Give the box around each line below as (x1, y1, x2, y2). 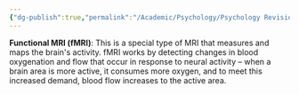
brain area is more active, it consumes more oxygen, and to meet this (9, 66, 263, 76)
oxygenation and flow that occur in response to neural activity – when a (9, 56, 271, 67)
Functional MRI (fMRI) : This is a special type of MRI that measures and (9, 37, 270, 48)
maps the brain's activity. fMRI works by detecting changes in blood (9, 46, 259, 58)
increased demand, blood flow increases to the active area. (9, 74, 227, 85)
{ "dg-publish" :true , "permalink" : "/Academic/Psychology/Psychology (9, 12, 261, 22)
